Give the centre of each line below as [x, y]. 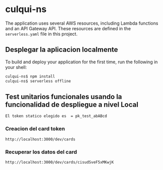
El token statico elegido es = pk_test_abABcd [56, 116]
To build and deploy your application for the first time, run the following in [82, 62]
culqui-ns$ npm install [30, 76]
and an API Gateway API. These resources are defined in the [68, 28]
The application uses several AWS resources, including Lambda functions [82, 23]
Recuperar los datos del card [41, 152]
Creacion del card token [35, 129]
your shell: [16, 67]
